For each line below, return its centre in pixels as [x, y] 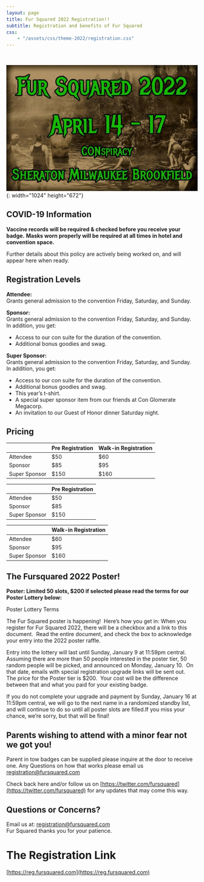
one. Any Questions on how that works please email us [75, 766]
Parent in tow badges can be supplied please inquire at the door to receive [100, 759]
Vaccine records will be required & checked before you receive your [93, 229]
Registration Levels [43, 280]
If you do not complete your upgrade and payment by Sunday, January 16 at [101, 696]
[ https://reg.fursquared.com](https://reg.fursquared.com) [78, 872]
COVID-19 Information [49, 215]
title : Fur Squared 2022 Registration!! [58, 19]
